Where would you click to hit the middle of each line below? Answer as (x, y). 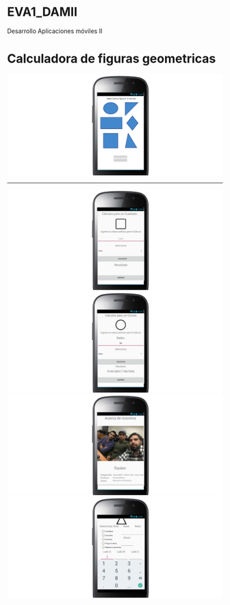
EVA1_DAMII (42, 12)
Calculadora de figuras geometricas (112, 59)
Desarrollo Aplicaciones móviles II (55, 31)
